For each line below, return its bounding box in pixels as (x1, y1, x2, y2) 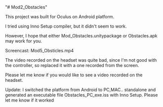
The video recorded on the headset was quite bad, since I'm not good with (5, 57, 157, 63)
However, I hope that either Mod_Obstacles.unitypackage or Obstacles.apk (5, 33, 158, 38)
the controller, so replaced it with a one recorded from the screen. (5, 63, 139, 68)
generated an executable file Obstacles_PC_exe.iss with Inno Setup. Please (5, 92, 158, 98)
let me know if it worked (5, 97, 54, 103)
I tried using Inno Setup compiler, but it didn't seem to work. (5, 23, 127, 29)
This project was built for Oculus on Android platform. (5, 14, 115, 19)
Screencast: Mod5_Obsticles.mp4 (5, 48, 74, 53)
